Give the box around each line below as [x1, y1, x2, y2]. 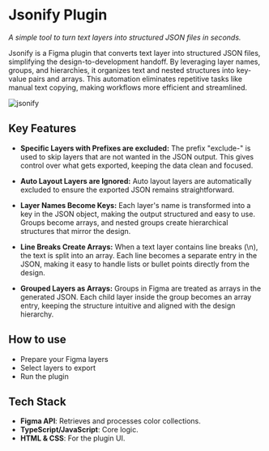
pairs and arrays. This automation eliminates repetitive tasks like [28, 74, 243, 83]
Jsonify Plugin [8, 6, 108, 24]
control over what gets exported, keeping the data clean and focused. [19, 160, 254, 170]
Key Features [8, 121, 77, 135]
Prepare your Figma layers [19, 354, 109, 364]
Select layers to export [19, 363, 96, 372]
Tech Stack [8, 394, 66, 408]
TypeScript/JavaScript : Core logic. [19, 425, 139, 435]
